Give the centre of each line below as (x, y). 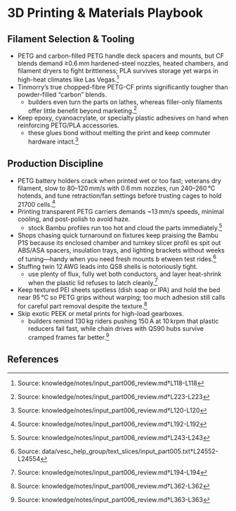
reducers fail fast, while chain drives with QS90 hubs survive (116, 329)
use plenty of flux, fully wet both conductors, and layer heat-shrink (125, 274)
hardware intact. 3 (53, 141)
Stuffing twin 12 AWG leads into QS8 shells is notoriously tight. (107, 266)
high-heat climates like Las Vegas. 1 (68, 79)
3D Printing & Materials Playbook (105, 13)
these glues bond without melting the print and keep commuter (119, 133)
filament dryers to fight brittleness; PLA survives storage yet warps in (118, 71)
